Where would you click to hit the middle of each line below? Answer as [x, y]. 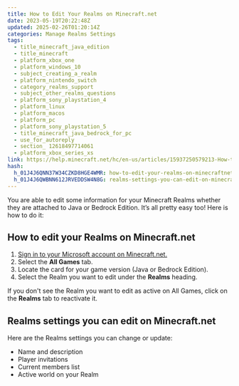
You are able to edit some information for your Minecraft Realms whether [114, 199]
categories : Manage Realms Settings [62, 34]
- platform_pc [34, 120]
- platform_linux [39, 107]
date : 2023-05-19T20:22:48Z [49, 21]
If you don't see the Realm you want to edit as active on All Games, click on [117, 291]
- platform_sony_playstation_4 [60, 100]
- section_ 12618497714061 [54, 147]
